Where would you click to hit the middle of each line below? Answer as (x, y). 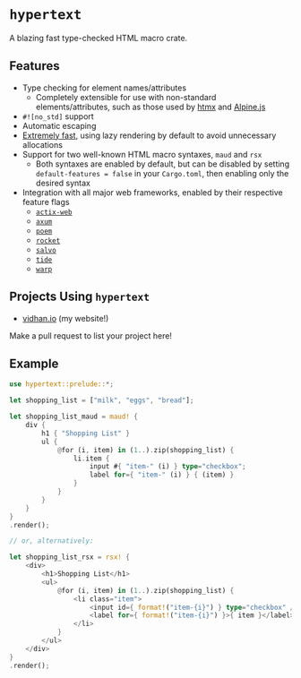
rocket (48, 240)
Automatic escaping (59, 125)
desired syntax (63, 183)
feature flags (46, 202)
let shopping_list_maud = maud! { (74, 417)
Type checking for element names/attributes (104, 88)
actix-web (54, 212)
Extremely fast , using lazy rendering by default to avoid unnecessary (149, 135)
